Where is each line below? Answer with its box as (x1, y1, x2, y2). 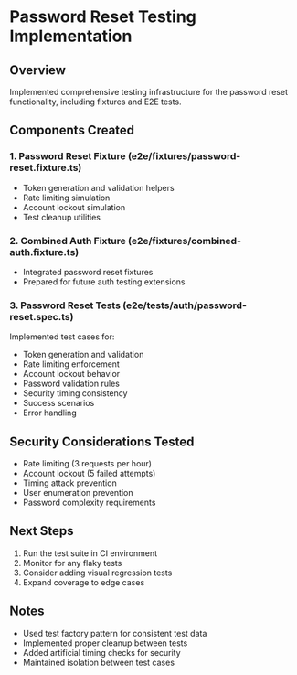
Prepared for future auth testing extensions (22, 276, 186, 287)
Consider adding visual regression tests (22, 567, 173, 578)
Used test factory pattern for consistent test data (22, 627, 207, 638)
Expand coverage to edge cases (22, 576, 145, 587)
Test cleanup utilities (22, 211, 101, 222)
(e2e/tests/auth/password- (122, 299, 247, 312)
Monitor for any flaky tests (22, 557, 122, 568)
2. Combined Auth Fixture (9, 234, 126, 247)
